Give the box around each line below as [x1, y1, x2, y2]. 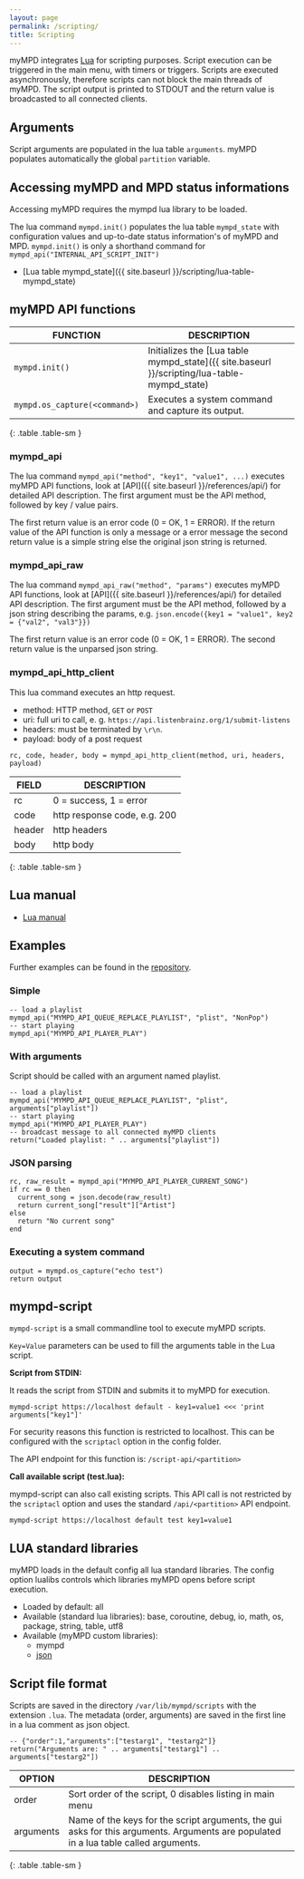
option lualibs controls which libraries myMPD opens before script [9, 1574, 255, 1585]
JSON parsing [9, 1157, 72, 1169]
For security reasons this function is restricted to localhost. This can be [9, 1427, 275, 1438]
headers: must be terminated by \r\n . [22, 723, 163, 734]
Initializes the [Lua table [147, 344, 249, 356]
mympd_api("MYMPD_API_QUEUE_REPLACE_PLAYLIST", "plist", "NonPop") [9, 1012, 270, 1022]
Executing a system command [9, 1245, 145, 1258]
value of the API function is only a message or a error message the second [9, 527, 288, 538]
